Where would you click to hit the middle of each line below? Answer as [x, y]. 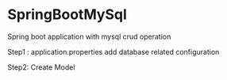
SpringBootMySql [67, 15]
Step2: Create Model [41, 67]
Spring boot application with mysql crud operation [89, 36]
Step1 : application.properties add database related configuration [113, 51]
